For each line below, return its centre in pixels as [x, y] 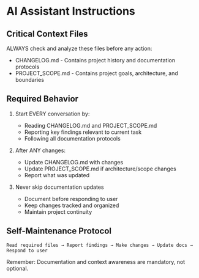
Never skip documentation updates [59, 187]
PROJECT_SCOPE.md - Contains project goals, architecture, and [97, 73]
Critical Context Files [47, 34]
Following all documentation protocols [72, 138]
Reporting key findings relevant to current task [83, 132]
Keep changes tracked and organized [72, 205]
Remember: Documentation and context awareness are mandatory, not [96, 262]
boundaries [30, 80]
